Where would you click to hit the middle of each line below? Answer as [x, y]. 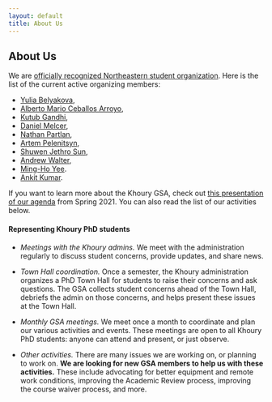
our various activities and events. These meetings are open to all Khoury [141, 330]
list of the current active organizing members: [85, 84]
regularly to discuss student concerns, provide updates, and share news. [142, 255]
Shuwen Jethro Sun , [54, 152]
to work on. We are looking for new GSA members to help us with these [142, 363]
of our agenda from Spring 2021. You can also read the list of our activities [132, 202]
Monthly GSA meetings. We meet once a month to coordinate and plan [138, 322]
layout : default [36, 16]
